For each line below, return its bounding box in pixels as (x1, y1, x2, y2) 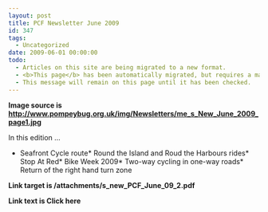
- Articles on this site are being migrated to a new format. (15, 64, 227, 72)
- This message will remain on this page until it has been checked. (15, 78, 251, 86)
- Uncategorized (15, 41, 69, 49)
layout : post (8, 11, 52, 20)
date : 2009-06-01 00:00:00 (8, 49, 98, 57)
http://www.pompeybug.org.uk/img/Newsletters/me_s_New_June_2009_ (8, 108, 259, 118)
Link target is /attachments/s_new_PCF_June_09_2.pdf (8, 180, 195, 190)
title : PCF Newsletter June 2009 (8, 19, 120, 27)
